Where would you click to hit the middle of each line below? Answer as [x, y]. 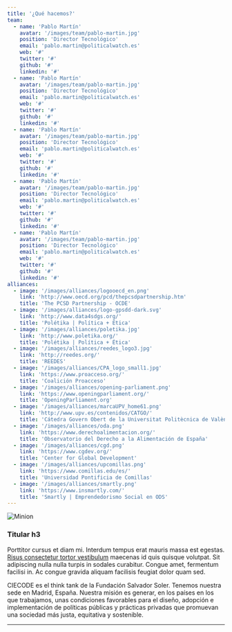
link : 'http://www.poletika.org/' [69, 336]
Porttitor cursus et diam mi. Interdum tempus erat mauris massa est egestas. [116, 550]
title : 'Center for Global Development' [78, 458]
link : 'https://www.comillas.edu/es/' [75, 471]
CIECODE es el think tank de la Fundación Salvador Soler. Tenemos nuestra [114, 585]
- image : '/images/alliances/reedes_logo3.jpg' [83, 349]
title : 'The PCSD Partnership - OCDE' [75, 304]
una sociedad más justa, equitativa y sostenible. [75, 615]
